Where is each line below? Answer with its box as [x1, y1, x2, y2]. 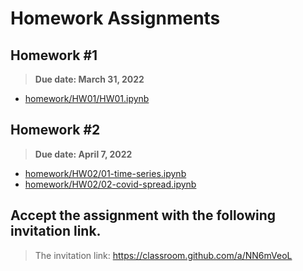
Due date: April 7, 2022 [34, 148, 133, 160]
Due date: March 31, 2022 [34, 73, 145, 85]
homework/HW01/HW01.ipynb [24, 93, 150, 104]
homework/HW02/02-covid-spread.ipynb [24, 178, 197, 190]
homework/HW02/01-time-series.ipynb [24, 167, 187, 179]
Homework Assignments [10, 7, 221, 30]
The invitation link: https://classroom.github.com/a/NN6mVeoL [34, 249, 293, 261]
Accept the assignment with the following [10, 207, 277, 224]
